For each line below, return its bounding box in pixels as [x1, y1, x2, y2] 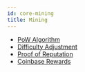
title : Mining [7, 16, 48, 23]
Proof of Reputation [17, 49, 74, 58]
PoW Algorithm [17, 35, 61, 43]
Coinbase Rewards [17, 57, 71, 65]
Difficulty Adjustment [17, 43, 78, 51]
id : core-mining [7, 10, 54, 17]
